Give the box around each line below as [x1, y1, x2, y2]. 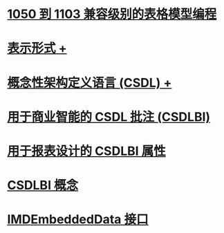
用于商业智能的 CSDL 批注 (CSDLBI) [7, 109, 211, 124]
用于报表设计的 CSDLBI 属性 [7, 143, 166, 159]
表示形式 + [7, 41, 67, 56]
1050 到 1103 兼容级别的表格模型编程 [7, 6, 217, 22]
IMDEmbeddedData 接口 [7, 212, 149, 227]
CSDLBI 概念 [7, 178, 79, 194]
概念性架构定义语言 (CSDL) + [7, 75, 172, 91]
